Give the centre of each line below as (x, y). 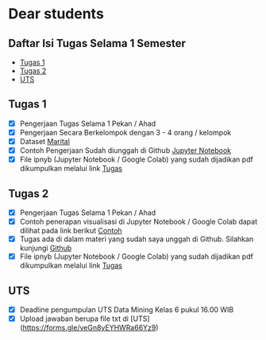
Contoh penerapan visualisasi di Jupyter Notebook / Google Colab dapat (139, 221)
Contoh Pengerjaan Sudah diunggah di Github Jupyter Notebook (125, 150)
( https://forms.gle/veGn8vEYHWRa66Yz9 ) (89, 328)
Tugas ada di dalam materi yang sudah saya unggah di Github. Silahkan (137, 239)
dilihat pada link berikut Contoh (71, 231)
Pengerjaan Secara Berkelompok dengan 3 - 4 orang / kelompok (125, 132)
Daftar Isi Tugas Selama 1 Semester (97, 43)
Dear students (56, 14)
